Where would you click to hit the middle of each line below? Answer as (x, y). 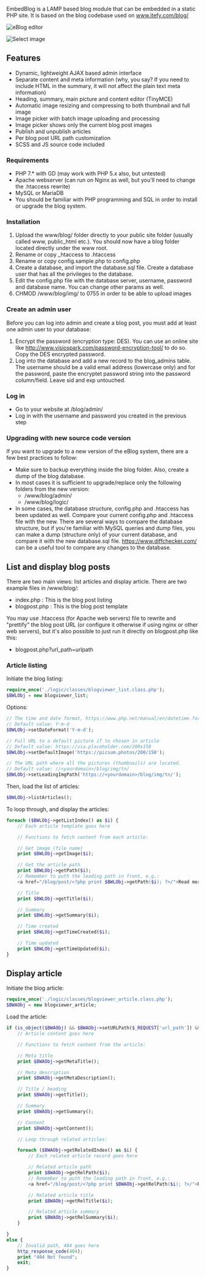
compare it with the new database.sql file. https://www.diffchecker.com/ (106, 541)
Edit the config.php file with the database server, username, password (103, 281)
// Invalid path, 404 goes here (58, 1246)
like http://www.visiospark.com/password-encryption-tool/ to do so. (101, 347)
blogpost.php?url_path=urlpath (54, 650)
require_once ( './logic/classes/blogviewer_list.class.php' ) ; (86, 690)
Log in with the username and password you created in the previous (101, 416)
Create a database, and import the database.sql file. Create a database (104, 268)
